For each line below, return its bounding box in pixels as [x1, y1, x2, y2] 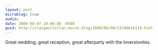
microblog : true [5, 12, 39, 17]
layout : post [5, 7, 32, 12]
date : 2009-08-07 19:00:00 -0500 [5, 21, 75, 26]
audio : [5, 16, 19, 21]
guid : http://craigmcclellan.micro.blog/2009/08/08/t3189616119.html [5, 26, 153, 31]
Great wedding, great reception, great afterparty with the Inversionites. [5, 39, 151, 45]
